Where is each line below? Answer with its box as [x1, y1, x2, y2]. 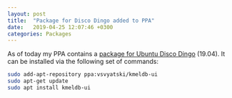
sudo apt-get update [7, 77, 69, 85]
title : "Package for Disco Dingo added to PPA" [7, 17, 155, 24]
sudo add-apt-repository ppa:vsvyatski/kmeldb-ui [7, 71, 158, 78]
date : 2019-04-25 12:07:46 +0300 [7, 23, 114, 31]
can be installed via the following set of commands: [7, 58, 159, 66]
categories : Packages [7, 30, 72, 38]
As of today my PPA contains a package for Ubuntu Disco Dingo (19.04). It [7, 50, 226, 58]
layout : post [7, 10, 46, 18]
